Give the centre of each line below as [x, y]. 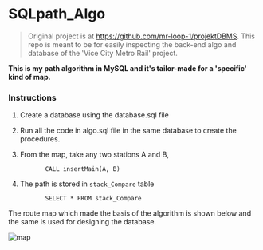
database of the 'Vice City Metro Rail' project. [102, 53]
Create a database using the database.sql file [94, 115]
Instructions [33, 97]
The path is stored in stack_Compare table [87, 184]
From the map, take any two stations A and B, [94, 155]
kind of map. [29, 77]
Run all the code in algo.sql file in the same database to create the [128, 131]
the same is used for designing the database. [82, 222]
